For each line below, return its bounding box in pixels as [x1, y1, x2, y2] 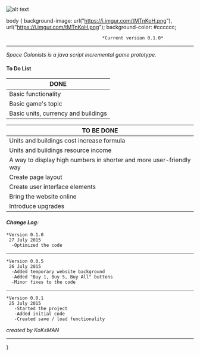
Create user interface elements [9, 182, 96, 191]
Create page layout [9, 173, 62, 181]
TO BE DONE [82, 126, 118, 135]
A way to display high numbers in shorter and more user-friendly [9, 156, 191, 164]
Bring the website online [9, 193, 77, 201]
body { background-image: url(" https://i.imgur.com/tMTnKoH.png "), [6, 17, 173, 24]
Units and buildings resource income [9, 146, 112, 154]
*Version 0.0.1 [6, 295, 44, 301]
